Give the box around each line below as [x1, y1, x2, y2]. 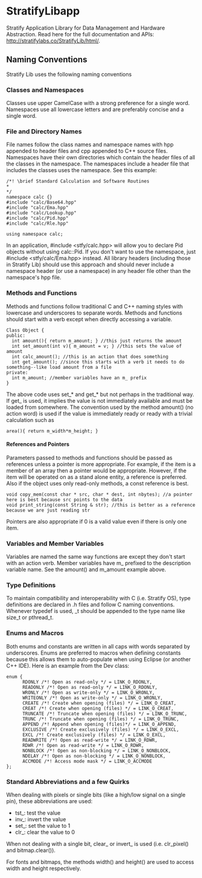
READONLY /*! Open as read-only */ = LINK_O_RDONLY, [22, 684, 158, 690]
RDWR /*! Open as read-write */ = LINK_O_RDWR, [22, 742, 145, 748]
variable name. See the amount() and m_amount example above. [6, 566, 166, 573]
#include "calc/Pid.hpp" [6, 216, 69, 222]
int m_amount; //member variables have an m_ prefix [11, 374, 147, 381]
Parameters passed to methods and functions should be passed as [6, 454, 173, 461]
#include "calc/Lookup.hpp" [6, 210, 77, 216]
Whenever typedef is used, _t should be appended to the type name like [6, 607, 186, 615]
